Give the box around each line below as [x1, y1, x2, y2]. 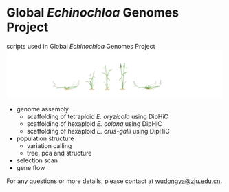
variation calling [26, 141, 72, 149]
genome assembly [16, 105, 69, 113]
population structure [16, 134, 75, 142]
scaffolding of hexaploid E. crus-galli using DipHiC [26, 127, 170, 135]
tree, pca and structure [26, 149, 92, 157]
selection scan [16, 156, 58, 164]
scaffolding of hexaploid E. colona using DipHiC [26, 119, 162, 128]
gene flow [16, 163, 45, 171]
